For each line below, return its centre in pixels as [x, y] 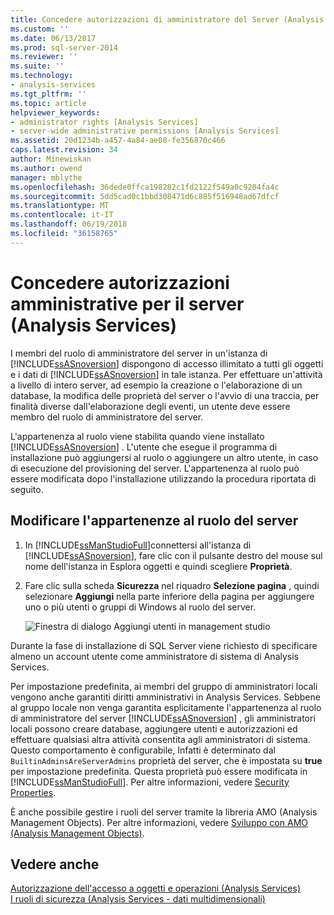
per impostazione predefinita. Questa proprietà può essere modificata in [159, 771]
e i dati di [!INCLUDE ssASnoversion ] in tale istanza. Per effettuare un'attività [166, 374]
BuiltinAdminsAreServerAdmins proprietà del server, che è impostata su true [166, 760]
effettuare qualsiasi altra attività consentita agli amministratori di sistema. [160, 739]
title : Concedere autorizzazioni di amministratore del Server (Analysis [167, 19]
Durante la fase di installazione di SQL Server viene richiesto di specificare [164, 645]
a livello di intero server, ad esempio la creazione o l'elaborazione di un [156, 385]
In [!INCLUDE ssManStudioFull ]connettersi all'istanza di [138, 545]
